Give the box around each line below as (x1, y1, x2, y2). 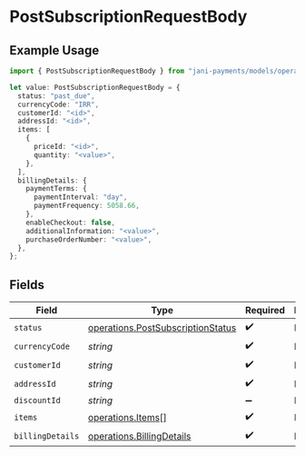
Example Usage (9, 43, 100, 58)
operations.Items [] (87, 411, 168, 423)
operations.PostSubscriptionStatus (87, 321, 237, 333)
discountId (14, 395, 61, 406)
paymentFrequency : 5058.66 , (33, 202, 141, 211)
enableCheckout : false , (25, 218, 116, 227)
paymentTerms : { (25, 184, 88, 193)
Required (244, 304, 286, 317)
